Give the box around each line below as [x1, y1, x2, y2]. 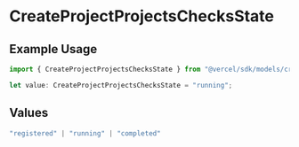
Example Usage [9, 42, 98, 57]
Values [9, 105, 49, 120]
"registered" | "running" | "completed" [9, 128, 162, 138]
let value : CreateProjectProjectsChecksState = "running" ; [9, 81, 233, 89]
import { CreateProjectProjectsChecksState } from [9, 65, 201, 73]
